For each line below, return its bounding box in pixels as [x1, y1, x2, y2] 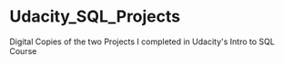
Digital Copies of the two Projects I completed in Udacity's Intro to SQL [9, 36, 275, 47]
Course [9, 45, 37, 56]
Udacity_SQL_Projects [9, 6, 181, 27]
